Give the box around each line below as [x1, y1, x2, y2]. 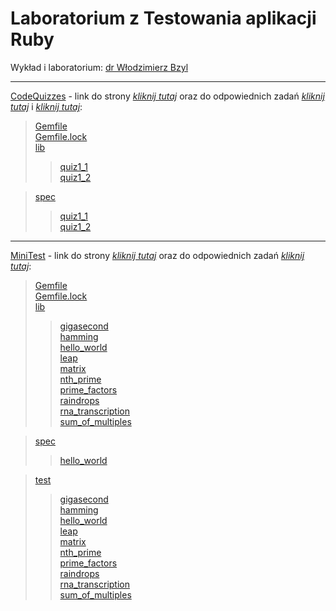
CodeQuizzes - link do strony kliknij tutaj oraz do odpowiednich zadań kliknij [10, 90, 325, 102]
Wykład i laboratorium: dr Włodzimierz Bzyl [10, 61, 189, 73]
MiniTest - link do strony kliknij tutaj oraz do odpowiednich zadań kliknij [10, 249, 305, 261]
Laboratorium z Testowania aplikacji [10, 7, 317, 30]
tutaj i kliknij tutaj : [10, 100, 83, 112]
